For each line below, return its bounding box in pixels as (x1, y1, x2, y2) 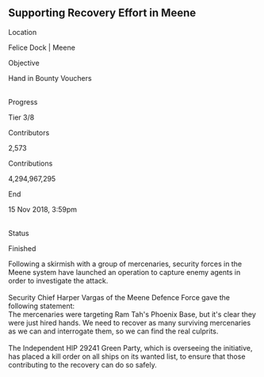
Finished (8, 243, 36, 253)
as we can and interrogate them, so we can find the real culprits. (8, 326, 219, 336)
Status (8, 228, 29, 238)
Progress (8, 97, 38, 106)
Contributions (8, 158, 53, 168)
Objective (8, 58, 40, 67)
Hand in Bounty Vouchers (8, 73, 93, 82)
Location (8, 27, 37, 36)
